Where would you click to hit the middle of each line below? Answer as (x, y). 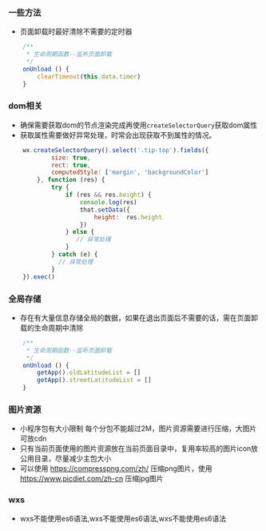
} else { (79, 232)
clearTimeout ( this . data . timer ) (89, 76)
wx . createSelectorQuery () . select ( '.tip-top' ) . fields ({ (116, 150)
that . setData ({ (105, 210)
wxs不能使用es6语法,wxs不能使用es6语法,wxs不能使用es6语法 (123, 518)
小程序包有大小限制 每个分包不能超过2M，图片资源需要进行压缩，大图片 (138, 428)
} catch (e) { (74, 255)
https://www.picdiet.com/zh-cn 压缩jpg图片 (91, 479)
